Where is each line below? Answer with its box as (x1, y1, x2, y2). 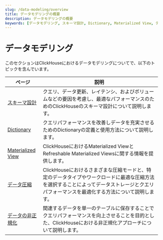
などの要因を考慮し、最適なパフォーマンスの (48, 96, 150, 103)
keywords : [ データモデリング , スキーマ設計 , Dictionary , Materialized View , (5, 20, 154, 26)
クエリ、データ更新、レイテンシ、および (43, 88, 135, 95)
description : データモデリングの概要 (5, 16, 73, 21)
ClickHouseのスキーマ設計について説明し (52, 103, 147, 110)
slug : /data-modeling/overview (5, 7, 68, 12)
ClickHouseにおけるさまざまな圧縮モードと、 (43, 167, 147, 173)
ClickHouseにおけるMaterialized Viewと (43, 143, 134, 150)
